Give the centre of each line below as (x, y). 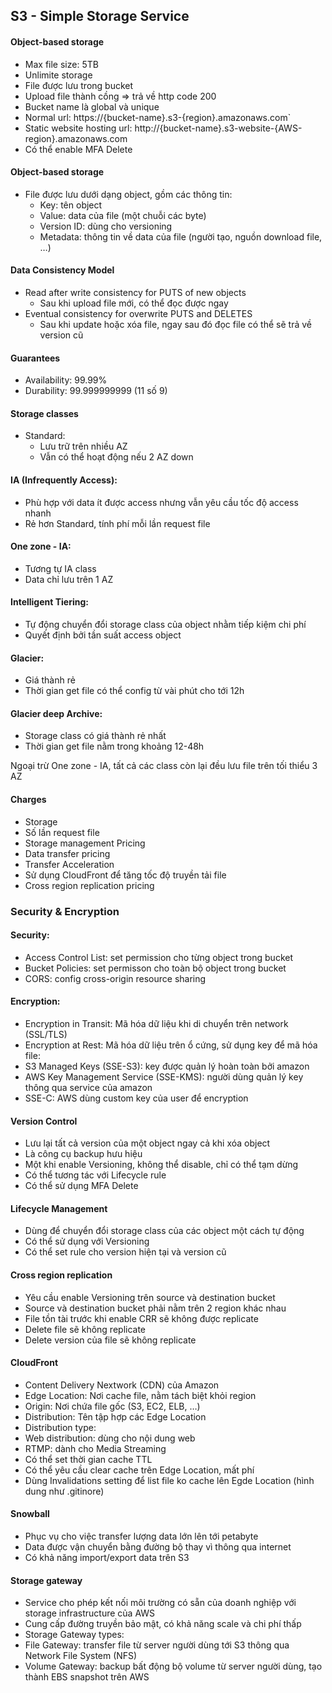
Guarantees (35, 358)
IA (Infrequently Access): (64, 480)
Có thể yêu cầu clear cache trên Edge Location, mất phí (139, 1470)
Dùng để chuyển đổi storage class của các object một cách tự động (164, 1231)
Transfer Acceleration (69, 864)
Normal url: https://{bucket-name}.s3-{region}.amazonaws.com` (158, 117)
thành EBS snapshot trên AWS (87, 1677)
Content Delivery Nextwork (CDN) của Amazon (122, 1385)
